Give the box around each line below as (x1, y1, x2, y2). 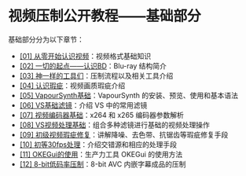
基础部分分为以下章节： (8, 35, 84, 44)
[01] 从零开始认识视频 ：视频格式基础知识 (19, 51, 152, 60)
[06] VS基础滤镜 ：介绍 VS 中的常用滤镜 (19, 100, 148, 110)
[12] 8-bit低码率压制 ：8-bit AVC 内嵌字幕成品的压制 (19, 159, 186, 169)
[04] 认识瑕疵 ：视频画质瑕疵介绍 (19, 80, 126, 90)
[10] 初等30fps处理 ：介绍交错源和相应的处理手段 (19, 139, 178, 149)
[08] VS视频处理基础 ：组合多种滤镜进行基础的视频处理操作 (19, 119, 211, 130)
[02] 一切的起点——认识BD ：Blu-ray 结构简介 (19, 60, 167, 71)
